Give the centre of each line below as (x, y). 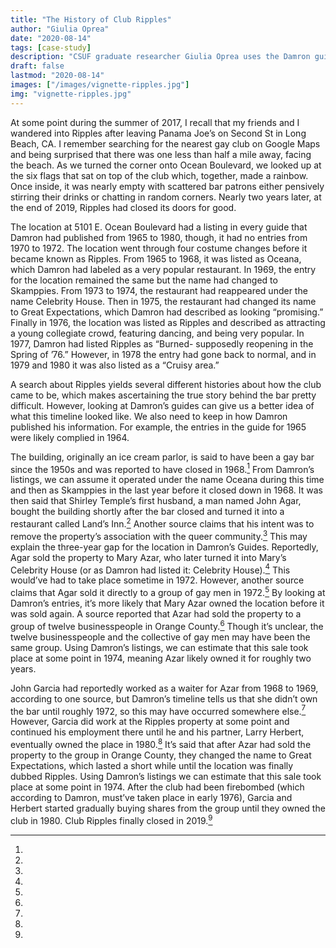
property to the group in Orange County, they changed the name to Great (161, 755)
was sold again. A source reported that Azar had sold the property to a (156, 613)
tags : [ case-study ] (51, 47)
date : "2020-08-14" (51, 38)
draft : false (37, 66)
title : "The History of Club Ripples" (91, 19)
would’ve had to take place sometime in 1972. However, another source (157, 580)
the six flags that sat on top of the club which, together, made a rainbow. (159, 175)
